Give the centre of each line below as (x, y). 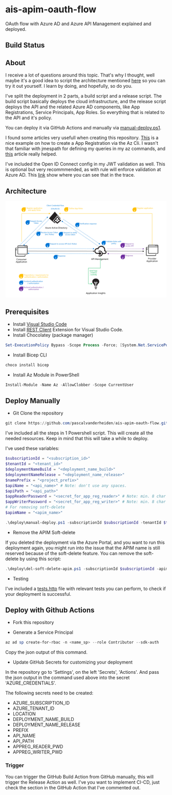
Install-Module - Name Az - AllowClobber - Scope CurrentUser (70, 385)
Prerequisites (27, 312)
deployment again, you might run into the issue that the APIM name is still (83, 547)
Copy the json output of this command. (47, 652)
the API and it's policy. (29, 118)
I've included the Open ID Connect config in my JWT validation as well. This (85, 164)
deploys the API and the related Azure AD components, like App (73, 107)
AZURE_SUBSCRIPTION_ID (41, 703)
